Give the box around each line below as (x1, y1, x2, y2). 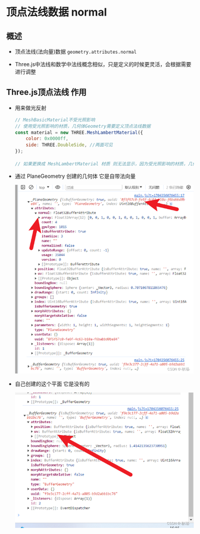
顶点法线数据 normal (6, 5, 107, 19)
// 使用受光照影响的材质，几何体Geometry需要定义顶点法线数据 (14, 123, 151, 129)
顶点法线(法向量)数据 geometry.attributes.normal (14, 48, 137, 55)
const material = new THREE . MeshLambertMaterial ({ (14, 129, 143, 135)
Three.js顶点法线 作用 (6, 87, 87, 97)
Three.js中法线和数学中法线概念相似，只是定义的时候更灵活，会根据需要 (14, 61, 192, 67)
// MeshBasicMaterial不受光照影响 (14, 117, 95, 123)
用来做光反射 (14, 104, 46, 111)
